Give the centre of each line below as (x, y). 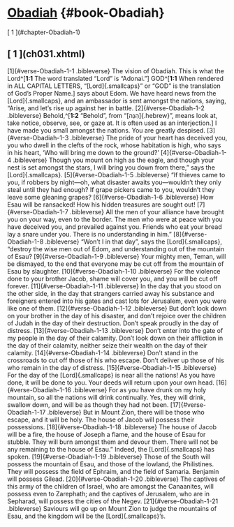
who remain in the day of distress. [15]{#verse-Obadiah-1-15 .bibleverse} (112, 367)
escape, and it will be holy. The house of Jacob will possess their (101, 420)
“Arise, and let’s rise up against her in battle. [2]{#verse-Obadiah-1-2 (106, 108)
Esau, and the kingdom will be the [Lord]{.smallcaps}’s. (87, 516)
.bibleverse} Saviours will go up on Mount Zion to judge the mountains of (112, 508)
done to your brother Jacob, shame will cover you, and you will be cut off (112, 279)
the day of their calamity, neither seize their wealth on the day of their (107, 345)
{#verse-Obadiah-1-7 (38, 211)
